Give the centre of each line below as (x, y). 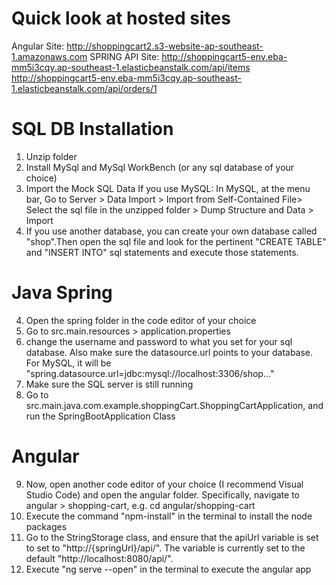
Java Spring (62, 293)
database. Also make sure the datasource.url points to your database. (169, 352)
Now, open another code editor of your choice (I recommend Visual (164, 484)
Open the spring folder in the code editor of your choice (141, 320)
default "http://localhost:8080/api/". (99, 558)
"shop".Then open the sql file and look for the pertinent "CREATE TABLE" (176, 241)
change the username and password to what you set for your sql (159, 341)
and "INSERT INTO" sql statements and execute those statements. (162, 252)
